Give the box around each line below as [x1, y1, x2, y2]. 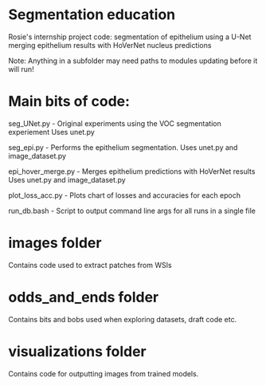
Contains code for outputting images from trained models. [8, 368, 199, 378]
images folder [8, 234, 102, 252]
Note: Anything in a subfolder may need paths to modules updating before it [8, 56, 258, 65]
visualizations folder [8, 342, 147, 360]
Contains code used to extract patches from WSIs [8, 260, 173, 270]
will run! [8, 64, 34, 73]
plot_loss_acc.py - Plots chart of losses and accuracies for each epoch [8, 190, 241, 200]
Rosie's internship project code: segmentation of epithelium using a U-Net [8, 32, 252, 41]
